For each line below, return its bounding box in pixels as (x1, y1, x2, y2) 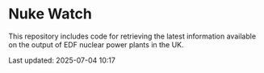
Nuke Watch (8, 5, 93, 23)
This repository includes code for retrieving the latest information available (8, 31, 257, 41)
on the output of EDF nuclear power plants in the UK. (8, 39, 184, 49)
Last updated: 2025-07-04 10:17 (8, 55, 115, 65)
